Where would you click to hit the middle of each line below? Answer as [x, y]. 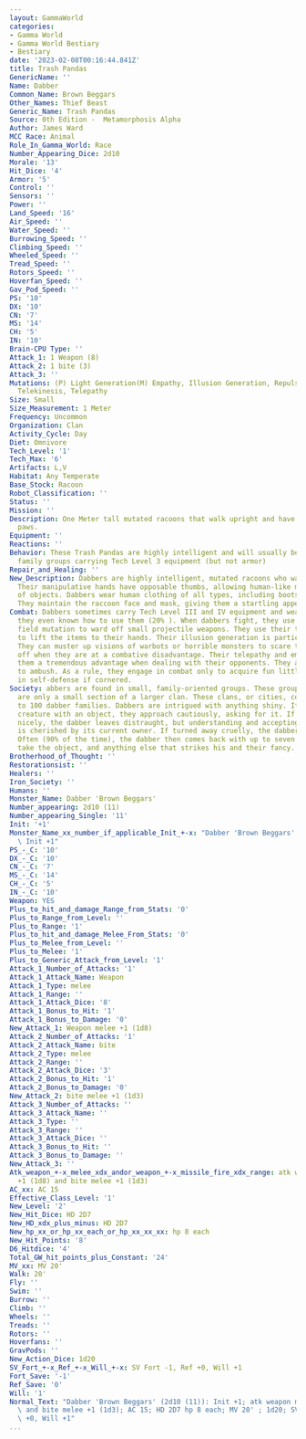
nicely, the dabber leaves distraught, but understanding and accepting [158, 722]
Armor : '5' [30, 179]
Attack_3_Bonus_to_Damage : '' [67, 1156]
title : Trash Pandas [49, 69]
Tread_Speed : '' [40, 264]
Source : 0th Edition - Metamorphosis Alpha [95, 120]
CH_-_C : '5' [32, 884]
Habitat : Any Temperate [55, 477]
